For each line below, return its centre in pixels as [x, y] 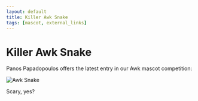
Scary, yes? [20, 91]
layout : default [26, 12]
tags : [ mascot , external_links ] [46, 23]
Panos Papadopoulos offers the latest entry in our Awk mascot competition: [99, 68]
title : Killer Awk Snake [37, 17]
